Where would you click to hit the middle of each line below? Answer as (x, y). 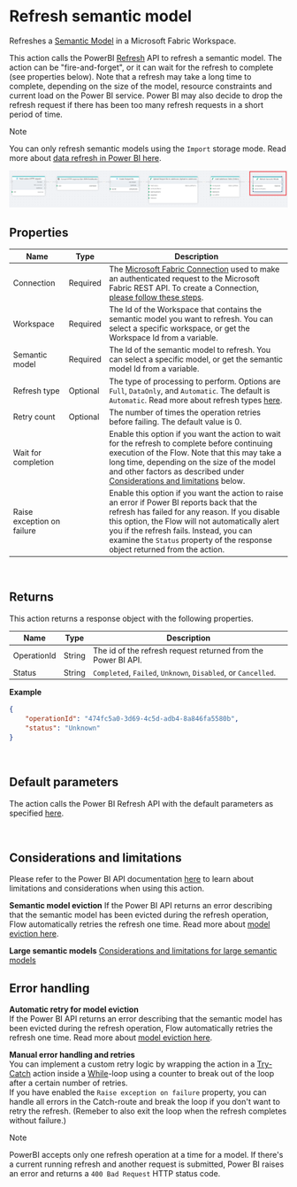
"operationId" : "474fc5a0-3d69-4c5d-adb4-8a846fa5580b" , (132, 719)
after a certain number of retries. (69, 1083)
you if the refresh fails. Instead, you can (181, 531)
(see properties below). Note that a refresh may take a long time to (130, 76)
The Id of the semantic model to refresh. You (190, 350)
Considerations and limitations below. (177, 481)
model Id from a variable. (154, 369)
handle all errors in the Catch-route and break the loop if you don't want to (145, 1102)
